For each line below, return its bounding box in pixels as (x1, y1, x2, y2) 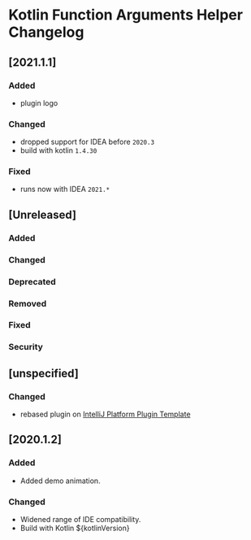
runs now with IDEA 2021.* (19, 185, 110, 194)
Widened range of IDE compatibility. (19, 515, 141, 525)
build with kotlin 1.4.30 (19, 146, 97, 155)
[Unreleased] (8, 207, 77, 221)
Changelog (8, 23, 84, 41)
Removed (8, 298, 47, 309)
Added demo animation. (19, 476, 101, 486)
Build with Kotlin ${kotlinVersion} (19, 523, 130, 533)
